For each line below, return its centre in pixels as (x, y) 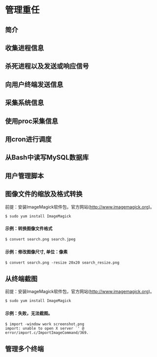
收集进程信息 (25, 48)
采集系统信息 (25, 103)
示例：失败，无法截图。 (29, 313)
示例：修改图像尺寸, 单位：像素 (36, 252)
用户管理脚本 (25, 176)
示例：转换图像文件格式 (29, 229)
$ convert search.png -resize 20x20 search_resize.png (62, 263)
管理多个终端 (25, 349)
